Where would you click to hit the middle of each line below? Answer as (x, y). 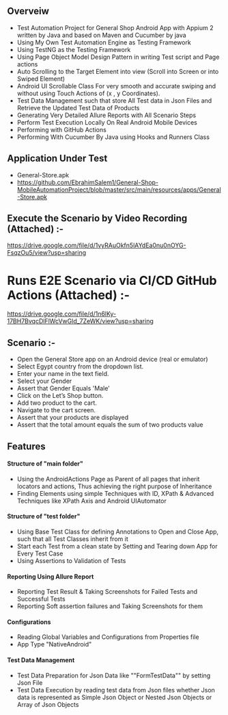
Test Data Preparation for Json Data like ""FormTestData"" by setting (114, 675)
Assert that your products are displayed (73, 418)
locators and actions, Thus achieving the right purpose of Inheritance (114, 486)
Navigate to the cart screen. (56, 410)
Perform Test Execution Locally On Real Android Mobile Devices (107, 122)
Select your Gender (44, 381)
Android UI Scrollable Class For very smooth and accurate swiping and (116, 86)
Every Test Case (40, 553)
